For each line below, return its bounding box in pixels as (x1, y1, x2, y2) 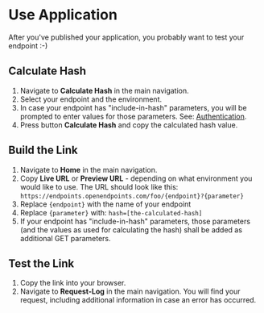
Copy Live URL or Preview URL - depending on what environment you (19, 173, 253, 183)
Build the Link (8, 144, 78, 157)
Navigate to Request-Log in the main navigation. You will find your (19, 286, 241, 296)
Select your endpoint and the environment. (19, 94, 163, 104)
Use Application (8, 6, 118, 24)
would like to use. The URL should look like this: (19, 182, 179, 191)
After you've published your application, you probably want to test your (8, 32, 245, 42)
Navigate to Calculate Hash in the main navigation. (19, 86, 189, 95)
